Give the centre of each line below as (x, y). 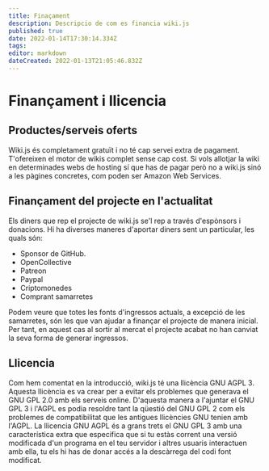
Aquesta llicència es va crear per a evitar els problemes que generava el (128, 391)
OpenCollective (46, 262)
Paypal (32, 279)
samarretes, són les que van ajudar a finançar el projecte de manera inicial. (133, 321)
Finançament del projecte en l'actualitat (111, 202)
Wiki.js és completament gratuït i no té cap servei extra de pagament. (124, 149)
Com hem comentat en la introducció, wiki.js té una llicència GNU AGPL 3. (131, 383)
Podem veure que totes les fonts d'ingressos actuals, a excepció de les (127, 312)
